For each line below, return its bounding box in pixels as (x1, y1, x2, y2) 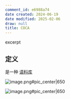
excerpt (5, 39, 21, 45)
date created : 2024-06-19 (5, 12, 58, 17)
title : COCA (5, 26, 30, 31)
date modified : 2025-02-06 (5, 16, 61, 21)
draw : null (5, 21, 28, 26)
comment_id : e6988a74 (5, 7, 50, 12)
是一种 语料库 (5, 69, 33, 75)
